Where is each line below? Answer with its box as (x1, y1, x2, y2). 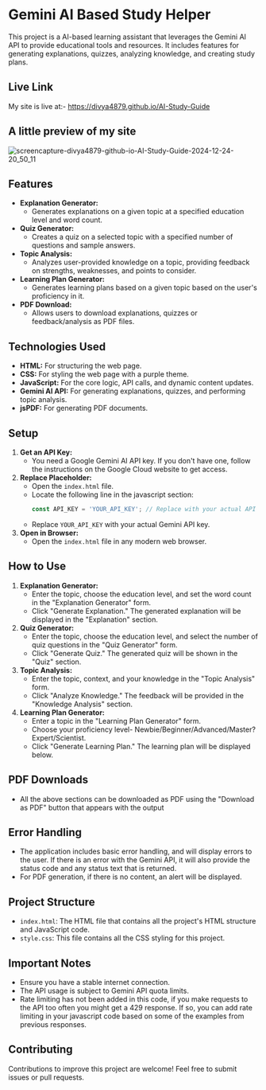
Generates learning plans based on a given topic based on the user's (31, 283, 258, 292)
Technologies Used (8, 340, 106, 354)
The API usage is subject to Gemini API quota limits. (19, 986, 189, 995)
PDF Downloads (8, 773, 89, 787)
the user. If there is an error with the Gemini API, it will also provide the (19, 855, 250, 865)
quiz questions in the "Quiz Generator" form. (31, 639, 178, 650)
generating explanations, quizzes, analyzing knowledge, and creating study (8, 49, 256, 58)
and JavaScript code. (19, 925, 90, 935)
